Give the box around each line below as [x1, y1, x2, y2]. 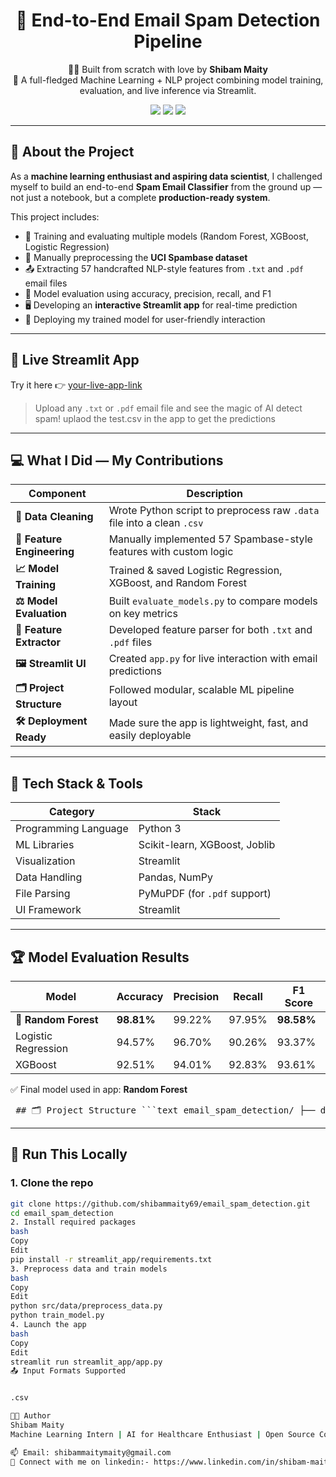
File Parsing [15, 887, 71, 901]
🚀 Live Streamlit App [10, 352, 140, 369]
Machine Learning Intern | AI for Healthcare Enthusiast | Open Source [10, 1429, 315, 1439]
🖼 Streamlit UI [15, 656, 87, 670]
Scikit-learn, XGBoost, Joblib [138, 838, 276, 852]
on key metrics [108, 607, 178, 621]
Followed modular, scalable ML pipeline [108, 682, 295, 696]
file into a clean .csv [108, 516, 204, 530]
